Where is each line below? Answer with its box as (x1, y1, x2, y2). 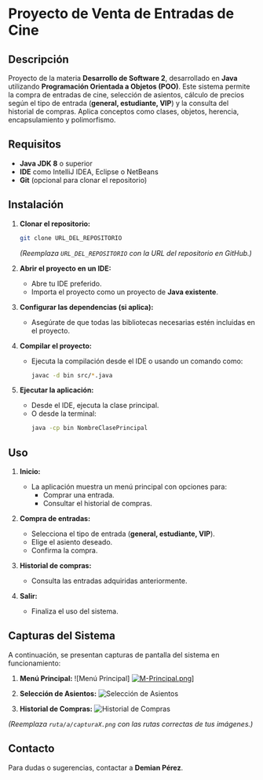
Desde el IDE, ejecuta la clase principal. (31, 401, 159, 410)
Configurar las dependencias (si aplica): (19, 302, 154, 312)
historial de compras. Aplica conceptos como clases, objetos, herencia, (8, 107, 239, 116)
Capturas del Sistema (8, 629, 115, 643)
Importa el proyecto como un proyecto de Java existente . (31, 287, 218, 297)
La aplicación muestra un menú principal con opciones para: (31, 482, 228, 491)
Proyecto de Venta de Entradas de (8, 5, 234, 23)
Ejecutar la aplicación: (19, 385, 94, 395)
